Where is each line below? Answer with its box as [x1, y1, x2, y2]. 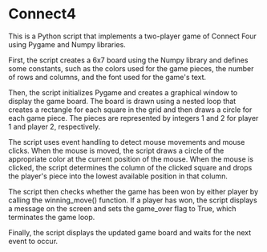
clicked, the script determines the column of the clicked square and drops [8, 162, 253, 172]
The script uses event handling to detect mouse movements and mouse [8, 137, 245, 146]
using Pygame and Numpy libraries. [8, 39, 126, 49]
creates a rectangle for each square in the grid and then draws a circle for [8, 105, 253, 114]
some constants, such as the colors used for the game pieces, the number [8, 63, 254, 73]
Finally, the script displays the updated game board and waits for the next [8, 227, 252, 237]
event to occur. [8, 236, 59, 246]
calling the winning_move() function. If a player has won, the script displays [8, 195, 258, 205]
